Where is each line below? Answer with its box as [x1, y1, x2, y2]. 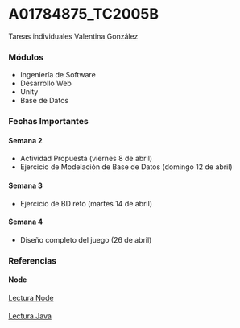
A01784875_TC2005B [8, 5, 159, 23]
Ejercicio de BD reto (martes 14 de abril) [19, 198, 153, 208]
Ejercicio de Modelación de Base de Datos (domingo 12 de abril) [19, 162, 233, 172]
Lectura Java [8, 311, 52, 321]
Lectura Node [8, 293, 54, 302]
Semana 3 [8, 181, 43, 190]
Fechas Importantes [8, 116, 89, 127]
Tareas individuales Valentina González [8, 31, 139, 41]
